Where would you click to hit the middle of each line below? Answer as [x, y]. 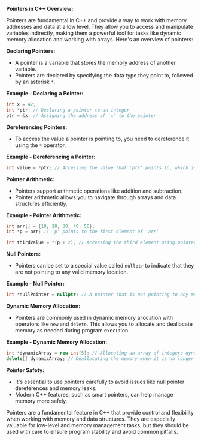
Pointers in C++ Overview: [40, 9]
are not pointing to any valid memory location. [71, 272]
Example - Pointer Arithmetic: [44, 215]
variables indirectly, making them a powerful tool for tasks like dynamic [94, 33]
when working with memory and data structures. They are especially [91, 419]
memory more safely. [41, 401]
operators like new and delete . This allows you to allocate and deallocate [104, 324]
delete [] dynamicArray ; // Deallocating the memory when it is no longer [100, 358]
